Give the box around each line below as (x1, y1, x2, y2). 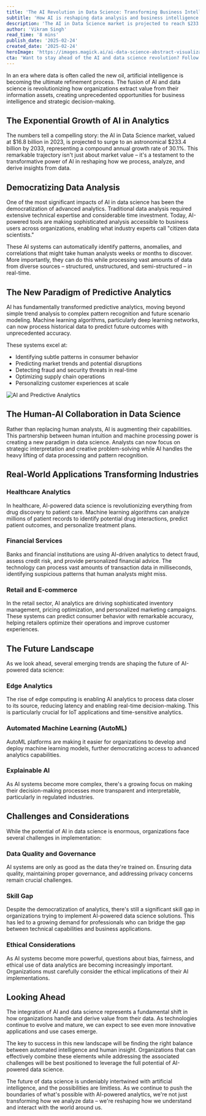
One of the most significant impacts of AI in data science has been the (6, 198, 184, 206)
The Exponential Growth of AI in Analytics (6, 116, 170, 126)
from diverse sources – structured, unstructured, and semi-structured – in (6, 262, 193, 270)
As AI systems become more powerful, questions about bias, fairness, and (6, 954, 194, 962)
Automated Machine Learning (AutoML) (6, 724, 128, 733)
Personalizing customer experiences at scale (15, 379, 129, 387)
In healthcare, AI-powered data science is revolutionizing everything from (6, 501, 193, 509)
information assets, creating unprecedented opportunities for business (6, 91, 185, 98)
